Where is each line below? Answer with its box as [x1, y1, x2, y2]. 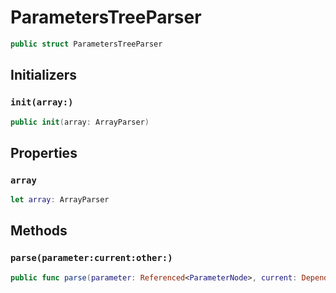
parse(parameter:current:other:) [10, 252, 173, 264]
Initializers [10, 67, 78, 84]
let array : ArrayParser [10, 195, 110, 205]
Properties [10, 144, 78, 161]
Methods [10, 222, 68, 240]
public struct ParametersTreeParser [10, 39, 163, 49]
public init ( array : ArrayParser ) [10, 117, 150, 127]
